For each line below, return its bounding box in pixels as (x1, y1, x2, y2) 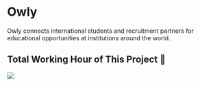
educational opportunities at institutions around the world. (7, 33, 171, 42)
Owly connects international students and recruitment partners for (7, 27, 194, 35)
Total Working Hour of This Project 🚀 (7, 54, 166, 66)
